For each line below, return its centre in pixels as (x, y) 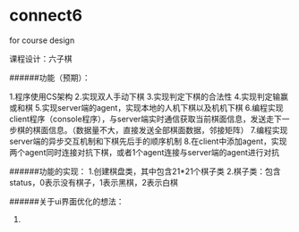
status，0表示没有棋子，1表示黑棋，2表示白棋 (94, 182)
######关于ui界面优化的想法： (67, 201)
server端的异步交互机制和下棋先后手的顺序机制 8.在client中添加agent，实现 (148, 141)
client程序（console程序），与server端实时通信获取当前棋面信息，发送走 (142, 119)
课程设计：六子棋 (41, 58)
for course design (42, 40)
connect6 (46, 16)
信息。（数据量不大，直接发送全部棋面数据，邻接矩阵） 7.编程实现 (168, 129)
